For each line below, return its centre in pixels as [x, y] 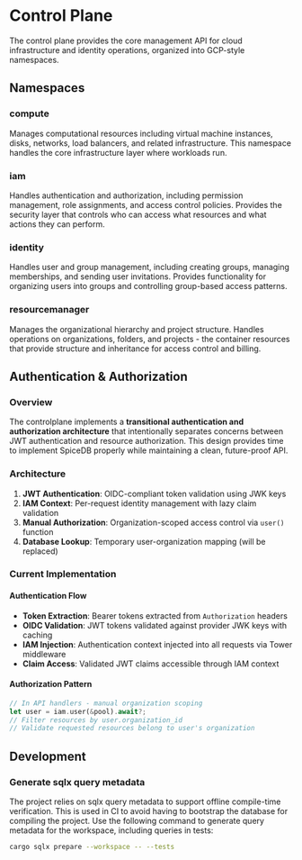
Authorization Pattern [51, 684]
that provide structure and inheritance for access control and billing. [135, 349]
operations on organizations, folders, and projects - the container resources [150, 339]
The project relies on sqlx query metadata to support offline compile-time [145, 801]
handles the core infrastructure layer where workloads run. [118, 152]
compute [29, 113]
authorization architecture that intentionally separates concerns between [147, 431]
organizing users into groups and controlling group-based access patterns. [148, 286]
